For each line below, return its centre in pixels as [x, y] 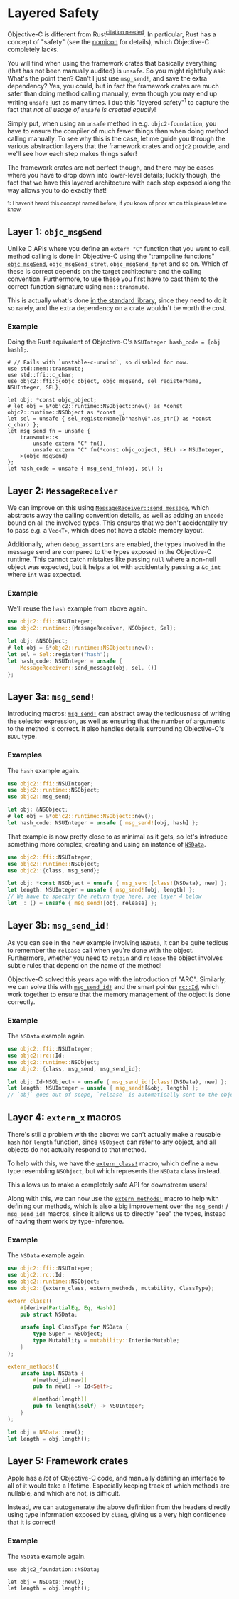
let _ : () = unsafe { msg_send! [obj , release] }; [83, 904]
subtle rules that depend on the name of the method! [85, 965]
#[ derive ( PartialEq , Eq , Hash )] [68, 1308]
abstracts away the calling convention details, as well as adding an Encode [116, 516]
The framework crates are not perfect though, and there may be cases [111, 168]
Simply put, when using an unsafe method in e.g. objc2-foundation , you [112, 123]
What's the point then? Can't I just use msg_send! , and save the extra [107, 78]
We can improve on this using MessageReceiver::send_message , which [108, 508]
